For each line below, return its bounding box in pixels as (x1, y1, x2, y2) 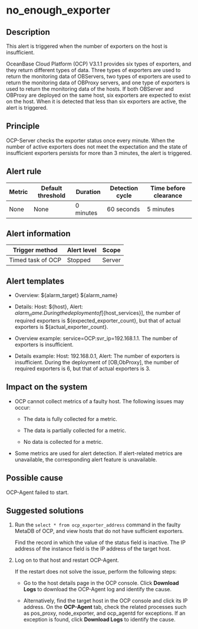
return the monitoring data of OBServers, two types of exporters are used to (6, 73, 191, 80)
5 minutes (147, 205, 175, 213)
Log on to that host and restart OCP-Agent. (14, 556, 120, 564)
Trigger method (12, 246, 58, 254)
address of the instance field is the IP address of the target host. (14, 545, 171, 552)
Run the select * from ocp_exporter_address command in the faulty (14, 521, 181, 528)
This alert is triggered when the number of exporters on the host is (6, 42, 168, 50)
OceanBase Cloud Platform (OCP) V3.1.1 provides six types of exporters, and (6, 60, 192, 67)
